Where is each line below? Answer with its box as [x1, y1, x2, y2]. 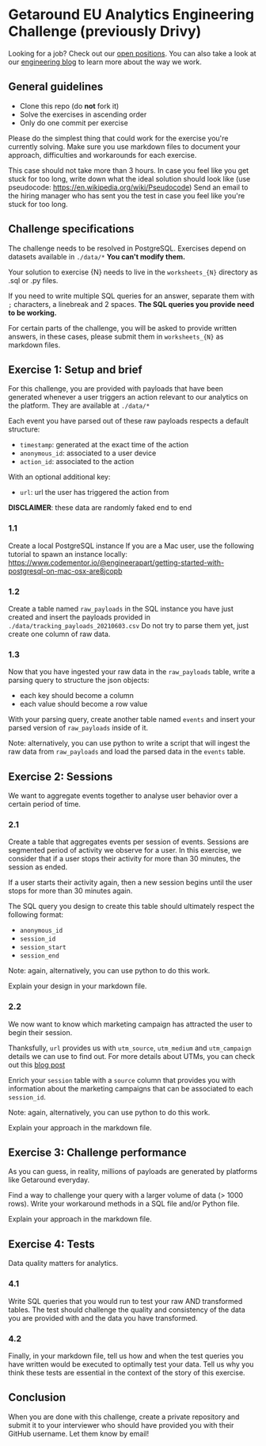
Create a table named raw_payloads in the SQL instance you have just [8, 604, 234, 613]
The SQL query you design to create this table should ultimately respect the [8, 902, 255, 911]
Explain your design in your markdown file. [8, 981, 147, 991]
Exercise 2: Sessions [8, 769, 113, 783]
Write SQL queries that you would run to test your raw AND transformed [8, 1296, 243, 1306]
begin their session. [8, 1027, 73, 1037]
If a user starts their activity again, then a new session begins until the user [8, 878, 253, 888]
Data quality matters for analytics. [8, 1259, 119, 1268]
